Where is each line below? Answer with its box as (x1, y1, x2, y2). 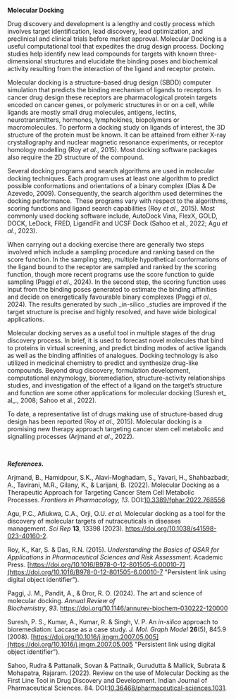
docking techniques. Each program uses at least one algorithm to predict (7, 174, 219, 183)
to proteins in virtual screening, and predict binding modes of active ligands (7, 344, 227, 352)
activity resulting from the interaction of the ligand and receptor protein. (7, 65, 216, 73)
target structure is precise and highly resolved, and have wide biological (7, 308, 217, 316)
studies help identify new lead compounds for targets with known (7, 49, 198, 58)
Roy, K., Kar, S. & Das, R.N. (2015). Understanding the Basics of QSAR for (7, 545, 220, 554)
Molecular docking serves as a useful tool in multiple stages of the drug (7, 329, 216, 337)
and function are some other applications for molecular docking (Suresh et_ (7, 389, 227, 397)
